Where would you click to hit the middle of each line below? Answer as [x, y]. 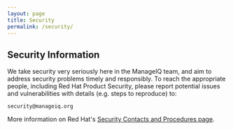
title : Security [31, 20]
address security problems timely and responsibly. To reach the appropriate [116, 79]
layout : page [26, 14]
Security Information [54, 55]
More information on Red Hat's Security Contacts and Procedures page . [111, 120]
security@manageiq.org [40, 106]
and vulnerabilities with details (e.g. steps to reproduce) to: [92, 94]
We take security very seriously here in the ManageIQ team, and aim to [110, 72]
